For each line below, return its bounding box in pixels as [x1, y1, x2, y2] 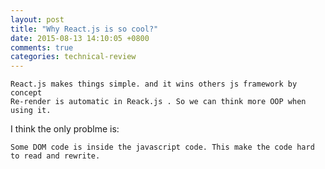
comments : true [10, 42, 74, 53]
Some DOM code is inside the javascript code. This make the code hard [10, 142, 315, 153]
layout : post [10, 14, 65, 25]
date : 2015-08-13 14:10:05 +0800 [10, 33, 150, 43]
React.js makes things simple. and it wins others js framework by [10, 79, 298, 90]
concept [10, 88, 43, 98]
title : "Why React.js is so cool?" [10, 24, 159, 34]
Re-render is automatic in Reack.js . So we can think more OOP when [10, 97, 307, 107]
